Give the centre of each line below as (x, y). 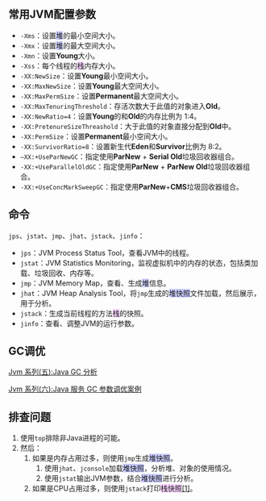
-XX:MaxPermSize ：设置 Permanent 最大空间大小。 (102, 96)
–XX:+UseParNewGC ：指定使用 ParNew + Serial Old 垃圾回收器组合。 (129, 157)
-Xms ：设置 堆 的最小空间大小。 (70, 35)
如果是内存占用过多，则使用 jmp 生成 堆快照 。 (105, 458)
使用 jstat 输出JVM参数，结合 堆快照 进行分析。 (121, 478)
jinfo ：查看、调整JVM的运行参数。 (79, 323)
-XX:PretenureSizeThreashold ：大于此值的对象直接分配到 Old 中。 (128, 126)
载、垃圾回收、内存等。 (59, 273)
